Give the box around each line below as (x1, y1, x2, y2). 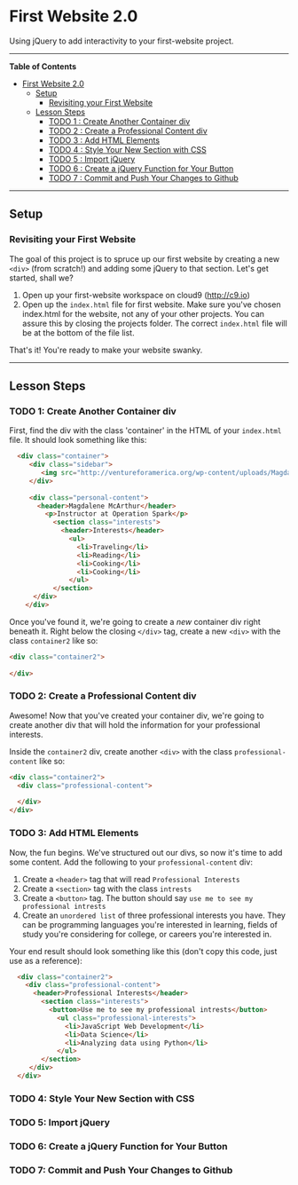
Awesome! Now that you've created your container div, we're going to (9, 710, 264, 721)
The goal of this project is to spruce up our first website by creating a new (9, 253, 280, 264)
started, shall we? (9, 273, 74, 283)
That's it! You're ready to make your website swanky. (9, 344, 203, 355)
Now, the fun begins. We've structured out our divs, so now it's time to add (9, 847, 283, 857)
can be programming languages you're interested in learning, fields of (21, 919, 278, 929)
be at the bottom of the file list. (21, 327, 135, 338)
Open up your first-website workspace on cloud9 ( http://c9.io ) (21, 289, 250, 300)
